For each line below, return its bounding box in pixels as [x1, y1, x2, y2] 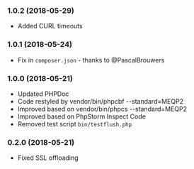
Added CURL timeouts [17, 22, 83, 31]
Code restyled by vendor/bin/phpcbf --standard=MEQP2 [17, 97, 184, 105]
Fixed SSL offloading [17, 153, 79, 162]
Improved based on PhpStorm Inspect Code [17, 112, 147, 121]
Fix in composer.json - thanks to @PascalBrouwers [17, 55, 165, 64]
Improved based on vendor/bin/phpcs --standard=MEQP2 [17, 104, 188, 113]
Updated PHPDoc [17, 89, 69, 98]
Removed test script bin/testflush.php [17, 119, 132, 128]
